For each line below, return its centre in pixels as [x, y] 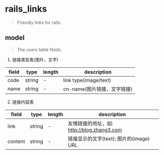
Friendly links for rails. [39, 22]
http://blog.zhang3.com [95, 130]
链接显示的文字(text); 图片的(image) [109, 138]
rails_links [26, 9]
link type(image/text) [87, 80]
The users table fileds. [40, 49]
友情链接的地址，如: [91, 123]
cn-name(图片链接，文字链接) [98, 89]
